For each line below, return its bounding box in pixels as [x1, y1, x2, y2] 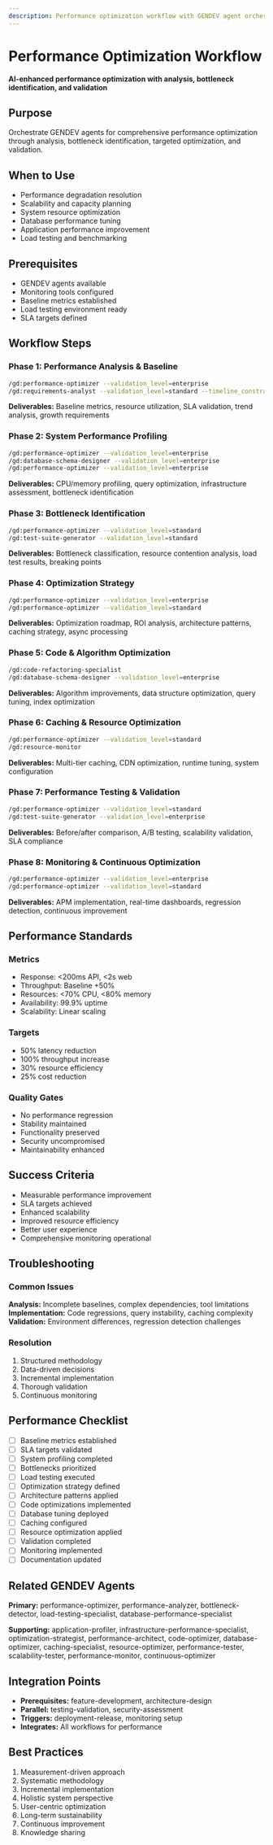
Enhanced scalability [19, 1207, 90, 1217]
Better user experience [19, 1224, 97, 1234]
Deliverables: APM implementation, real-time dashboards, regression [8, 896, 241, 907]
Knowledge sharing [19, 1827, 86, 1837]
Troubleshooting [8, 1257, 95, 1271]
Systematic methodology [19, 1775, 104, 1786]
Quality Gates [8, 1092, 63, 1103]
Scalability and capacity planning [19, 198, 132, 208]
